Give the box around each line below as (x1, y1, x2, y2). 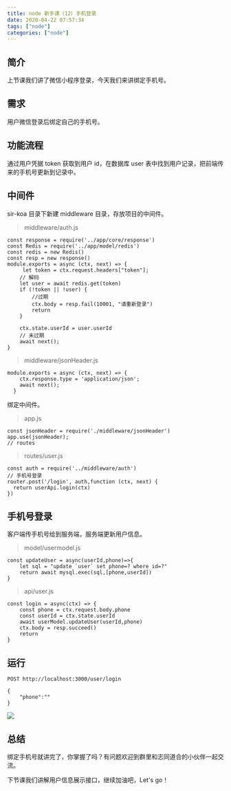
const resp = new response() (7, 254, 91, 261)
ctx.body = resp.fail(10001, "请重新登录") (32, 301, 153, 307)
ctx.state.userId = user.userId (19, 325, 112, 332)
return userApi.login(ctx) (13, 484, 91, 491)
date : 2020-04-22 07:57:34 (7, 17, 85, 23)
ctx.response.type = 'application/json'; (19, 376, 140, 382)
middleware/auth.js (23, 223, 79, 231)
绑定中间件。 (7, 400, 43, 409)
